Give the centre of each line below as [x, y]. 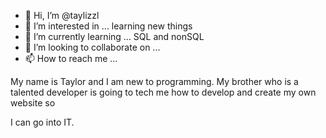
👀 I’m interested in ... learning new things [108, 26]
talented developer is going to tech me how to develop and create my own [163, 92]
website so [33, 103]
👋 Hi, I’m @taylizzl [62, 15]
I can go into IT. [42, 122]
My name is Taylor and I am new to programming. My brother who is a [154, 81]
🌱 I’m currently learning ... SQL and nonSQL [114, 36]
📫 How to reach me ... [71, 58]
